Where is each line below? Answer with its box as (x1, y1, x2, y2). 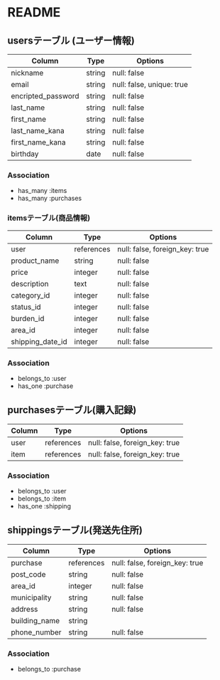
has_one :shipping (17, 502, 71, 510)
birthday (11, 149, 39, 159)
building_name (11, 615, 60, 625)
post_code (11, 569, 46, 579)
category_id (11, 290, 50, 300)
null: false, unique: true (112, 80, 188, 89)
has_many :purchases (17, 194, 82, 203)
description (11, 278, 49, 288)
